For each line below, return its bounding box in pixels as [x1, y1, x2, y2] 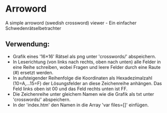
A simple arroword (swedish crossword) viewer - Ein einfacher [5, 20, 137, 26]
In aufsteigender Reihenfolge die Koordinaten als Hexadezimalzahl [12, 74, 152, 81]
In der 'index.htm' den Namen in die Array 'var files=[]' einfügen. [12, 102, 149, 108]
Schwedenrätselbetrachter [5, 25, 61, 31]
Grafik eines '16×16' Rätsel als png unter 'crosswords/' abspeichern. [12, 53, 156, 59]
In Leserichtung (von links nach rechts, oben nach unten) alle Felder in [12, 59, 161, 65]
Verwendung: [5, 40, 50, 49]
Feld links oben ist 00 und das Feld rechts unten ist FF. [12, 86, 128, 92]
